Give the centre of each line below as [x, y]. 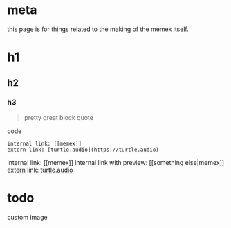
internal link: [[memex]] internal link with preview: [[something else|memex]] [116, 162]
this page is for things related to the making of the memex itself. [98, 29]
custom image [27, 217]
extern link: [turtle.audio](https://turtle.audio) [83, 150]
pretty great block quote [58, 117]
